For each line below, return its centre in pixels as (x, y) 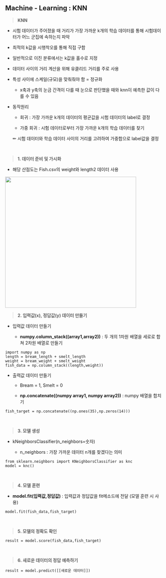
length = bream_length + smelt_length (45, 356)
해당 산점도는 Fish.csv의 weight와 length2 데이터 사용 (65, 169)
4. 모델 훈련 (29, 485)
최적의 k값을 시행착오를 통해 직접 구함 (49, 47)
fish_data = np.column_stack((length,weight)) (54, 365)
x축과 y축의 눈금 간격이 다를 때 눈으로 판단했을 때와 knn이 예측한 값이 (87, 90)
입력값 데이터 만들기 (32, 326)
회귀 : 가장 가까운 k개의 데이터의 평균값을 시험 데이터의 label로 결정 (85, 117)
